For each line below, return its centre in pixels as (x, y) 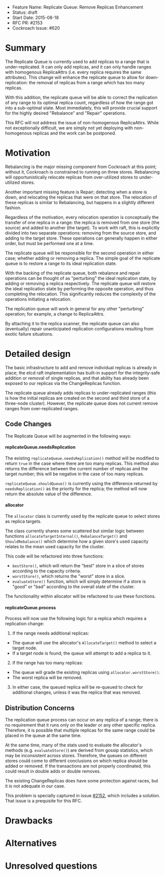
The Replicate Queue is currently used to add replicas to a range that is (77, 62)
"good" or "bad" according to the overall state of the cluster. (73, 587)
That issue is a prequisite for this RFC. (44, 801)
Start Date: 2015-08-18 (35, 18)
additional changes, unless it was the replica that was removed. (77, 693)
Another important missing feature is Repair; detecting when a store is (76, 192)
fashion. (13, 208)
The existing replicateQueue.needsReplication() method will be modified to (82, 458)
